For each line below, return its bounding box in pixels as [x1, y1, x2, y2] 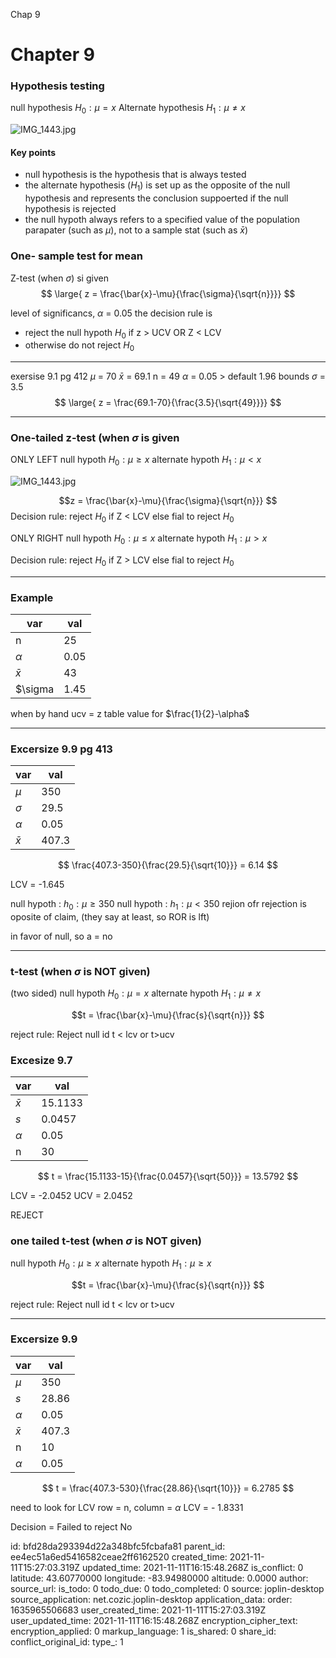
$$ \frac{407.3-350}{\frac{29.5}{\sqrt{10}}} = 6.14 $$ [58, 859, 278, 871]
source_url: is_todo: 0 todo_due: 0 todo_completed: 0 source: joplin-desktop [10, 1582, 325, 1594]
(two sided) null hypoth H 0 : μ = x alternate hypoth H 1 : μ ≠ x [10, 987, 262, 1002]
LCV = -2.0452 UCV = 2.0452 [10, 1190, 133, 1202]
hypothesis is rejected [24, 203, 117, 215]
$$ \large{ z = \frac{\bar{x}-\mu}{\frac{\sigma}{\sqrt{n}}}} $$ [40, 287, 296, 299]
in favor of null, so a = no [10, 930, 113, 943]
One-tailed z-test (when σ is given [10, 431, 180, 445]
